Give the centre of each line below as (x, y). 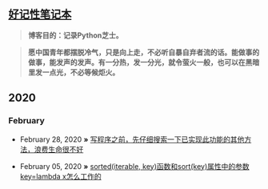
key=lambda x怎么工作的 (60, 176)
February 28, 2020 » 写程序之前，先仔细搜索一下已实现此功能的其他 (132, 139)
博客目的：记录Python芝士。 (75, 35)
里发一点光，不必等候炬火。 (74, 72)
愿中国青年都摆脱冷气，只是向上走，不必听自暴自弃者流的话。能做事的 (144, 52)
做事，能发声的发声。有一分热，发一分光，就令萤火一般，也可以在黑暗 (144, 62)
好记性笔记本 (40, 14)
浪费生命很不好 (59, 149)
